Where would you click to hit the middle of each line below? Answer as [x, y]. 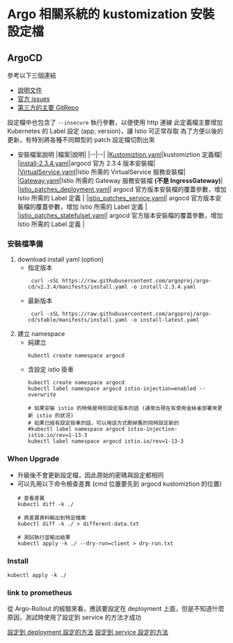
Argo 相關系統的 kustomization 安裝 [111, 14]
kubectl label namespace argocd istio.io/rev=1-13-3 [106, 442]
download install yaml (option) [61, 260]
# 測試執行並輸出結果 [44, 537]
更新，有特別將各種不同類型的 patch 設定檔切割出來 [81, 140]
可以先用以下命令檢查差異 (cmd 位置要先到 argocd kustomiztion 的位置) [120, 484]
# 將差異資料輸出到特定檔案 [51, 518]
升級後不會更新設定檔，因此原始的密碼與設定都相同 [90, 475]
